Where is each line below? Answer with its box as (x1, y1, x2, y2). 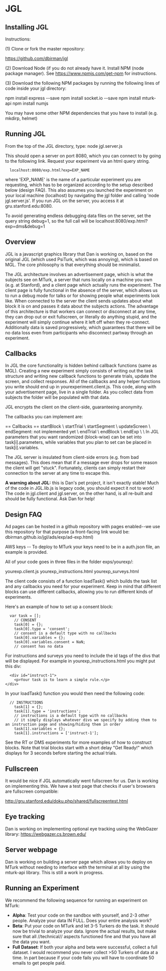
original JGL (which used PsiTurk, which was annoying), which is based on (5, 256, 158, 262)
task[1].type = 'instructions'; (14, 709, 81, 714)
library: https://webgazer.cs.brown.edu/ (5, 831, 86, 837)
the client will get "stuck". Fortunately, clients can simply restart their (5, 465, 146, 471)
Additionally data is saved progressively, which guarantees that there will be (5, 324, 161, 330)
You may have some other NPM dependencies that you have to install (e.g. (5, 110, 158, 116)
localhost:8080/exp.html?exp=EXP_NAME (9, 168, 90, 173)
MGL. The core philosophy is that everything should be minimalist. (5, 262, 141, 268)
